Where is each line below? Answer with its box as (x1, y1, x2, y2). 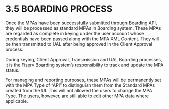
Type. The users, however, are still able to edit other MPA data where (5, 93, 149, 99)
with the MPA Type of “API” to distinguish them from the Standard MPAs (5, 82, 155, 88)
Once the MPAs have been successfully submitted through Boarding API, (5, 20, 157, 26)
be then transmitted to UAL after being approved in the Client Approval (5, 41, 153, 47)
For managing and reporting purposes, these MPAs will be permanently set (5, 77, 161, 83)
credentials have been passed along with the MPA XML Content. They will (5, 36, 159, 42)
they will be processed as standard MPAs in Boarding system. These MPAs (5, 25, 161, 31)
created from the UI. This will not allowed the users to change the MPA (5, 87, 153, 93)
